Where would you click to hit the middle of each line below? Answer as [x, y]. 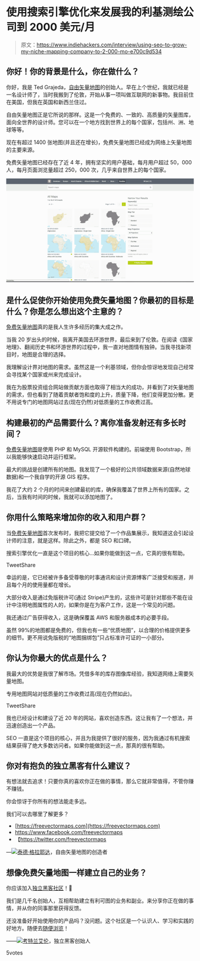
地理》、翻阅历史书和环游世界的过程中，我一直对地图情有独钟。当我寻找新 [96, 347]
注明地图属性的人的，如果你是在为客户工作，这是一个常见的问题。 [97, 604]
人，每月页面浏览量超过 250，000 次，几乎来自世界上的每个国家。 [88, 170]
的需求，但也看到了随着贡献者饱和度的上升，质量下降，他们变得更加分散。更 [100, 395]
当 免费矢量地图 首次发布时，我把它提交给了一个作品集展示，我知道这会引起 [97, 533]
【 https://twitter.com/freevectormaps [60, 840]
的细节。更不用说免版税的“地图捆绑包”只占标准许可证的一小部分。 [87, 637]
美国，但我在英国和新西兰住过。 [50, 102]
